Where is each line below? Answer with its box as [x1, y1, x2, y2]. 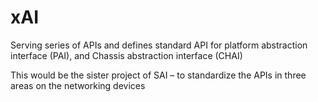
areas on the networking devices [10, 79, 146, 91]
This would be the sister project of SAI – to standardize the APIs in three [10, 69, 307, 81]
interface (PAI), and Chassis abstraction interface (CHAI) [10, 49, 243, 61]
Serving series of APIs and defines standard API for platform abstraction [10, 39, 308, 51]
